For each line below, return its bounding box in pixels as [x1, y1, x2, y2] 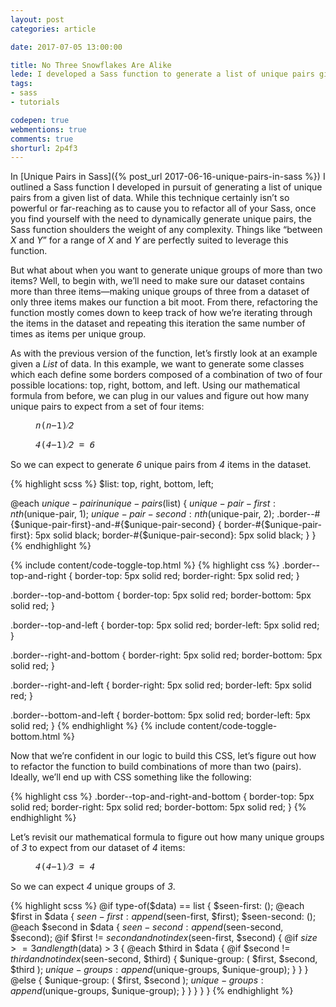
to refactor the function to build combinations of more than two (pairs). [10, 761, 302, 773]
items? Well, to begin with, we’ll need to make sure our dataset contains [10, 275, 305, 287]
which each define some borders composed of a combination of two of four [10, 369, 323, 381]
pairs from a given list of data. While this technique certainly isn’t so [10, 192, 290, 204]
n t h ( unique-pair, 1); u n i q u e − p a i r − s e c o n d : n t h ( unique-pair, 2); [10, 508, 275, 520]
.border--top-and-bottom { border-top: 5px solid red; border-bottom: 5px [10, 589, 312, 601]
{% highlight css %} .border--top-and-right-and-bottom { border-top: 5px [10, 791, 315, 803]
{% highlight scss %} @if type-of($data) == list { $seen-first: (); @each [10, 900, 305, 912]
